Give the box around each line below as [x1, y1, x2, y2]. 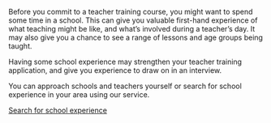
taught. [8, 41, 32, 51]
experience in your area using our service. [8, 90, 150, 100]
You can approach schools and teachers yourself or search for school [8, 81, 242, 91]
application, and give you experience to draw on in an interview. [8, 66, 222, 75]
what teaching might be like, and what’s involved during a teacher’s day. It [8, 24, 256, 33]
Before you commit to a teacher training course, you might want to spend [8, 7, 253, 16]
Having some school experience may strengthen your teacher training [8, 57, 242, 66]
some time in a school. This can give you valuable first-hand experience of [8, 15, 258, 25]
